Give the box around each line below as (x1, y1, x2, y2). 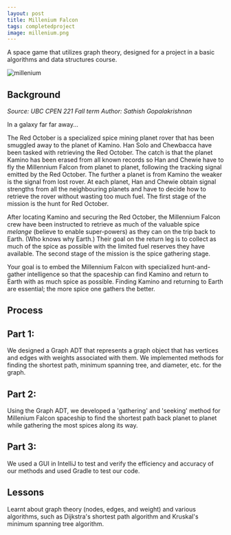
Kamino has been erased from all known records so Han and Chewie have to (7, 156, 224, 164)
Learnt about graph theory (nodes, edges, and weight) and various (7, 505, 196, 513)
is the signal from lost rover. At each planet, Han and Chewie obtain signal (7, 178, 217, 186)
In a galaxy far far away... (7, 120, 79, 129)
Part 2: (7, 388, 36, 400)
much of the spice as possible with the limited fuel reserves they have (7, 242, 205, 251)
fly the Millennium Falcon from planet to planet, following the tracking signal (7, 163, 222, 171)
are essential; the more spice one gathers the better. (7, 285, 156, 293)
